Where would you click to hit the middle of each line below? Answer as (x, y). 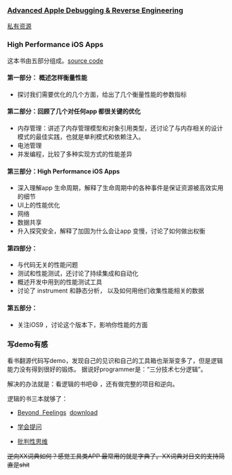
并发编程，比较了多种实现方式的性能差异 (75, 154)
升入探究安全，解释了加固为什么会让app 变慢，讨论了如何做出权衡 (111, 231)
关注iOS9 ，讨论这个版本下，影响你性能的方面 (83, 324)
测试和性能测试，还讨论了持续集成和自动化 (78, 273)
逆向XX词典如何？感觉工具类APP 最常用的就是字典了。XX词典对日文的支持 (113, 456)
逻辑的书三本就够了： (37, 398)
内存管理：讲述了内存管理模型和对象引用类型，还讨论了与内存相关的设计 (120, 128)
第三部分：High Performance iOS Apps (64, 171)
